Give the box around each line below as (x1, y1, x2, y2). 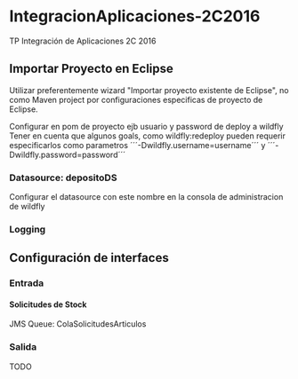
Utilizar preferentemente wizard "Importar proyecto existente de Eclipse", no (9, 84, 289, 95)
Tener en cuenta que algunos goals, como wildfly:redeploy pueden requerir (9, 130, 286, 141)
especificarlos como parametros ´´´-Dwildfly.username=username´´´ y (9, 139, 266, 150)
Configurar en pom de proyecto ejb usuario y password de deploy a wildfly (9, 121, 284, 131)
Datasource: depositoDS (9, 171, 117, 184)
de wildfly (9, 201, 45, 212)
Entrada (9, 277, 44, 289)
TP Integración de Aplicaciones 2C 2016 (9, 36, 157, 46)
